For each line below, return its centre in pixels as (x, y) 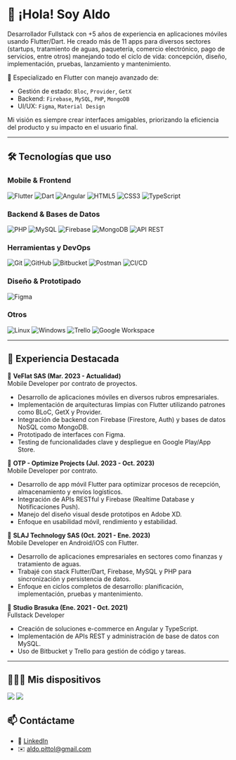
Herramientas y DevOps (49, 247)
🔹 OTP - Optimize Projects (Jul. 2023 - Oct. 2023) (81, 463)
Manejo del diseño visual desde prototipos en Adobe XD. (100, 514)
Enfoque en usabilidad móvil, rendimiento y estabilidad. (97, 521)
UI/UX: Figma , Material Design (61, 106)
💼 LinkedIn (33, 741)
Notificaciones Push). (48, 506)
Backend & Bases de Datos (54, 214)
